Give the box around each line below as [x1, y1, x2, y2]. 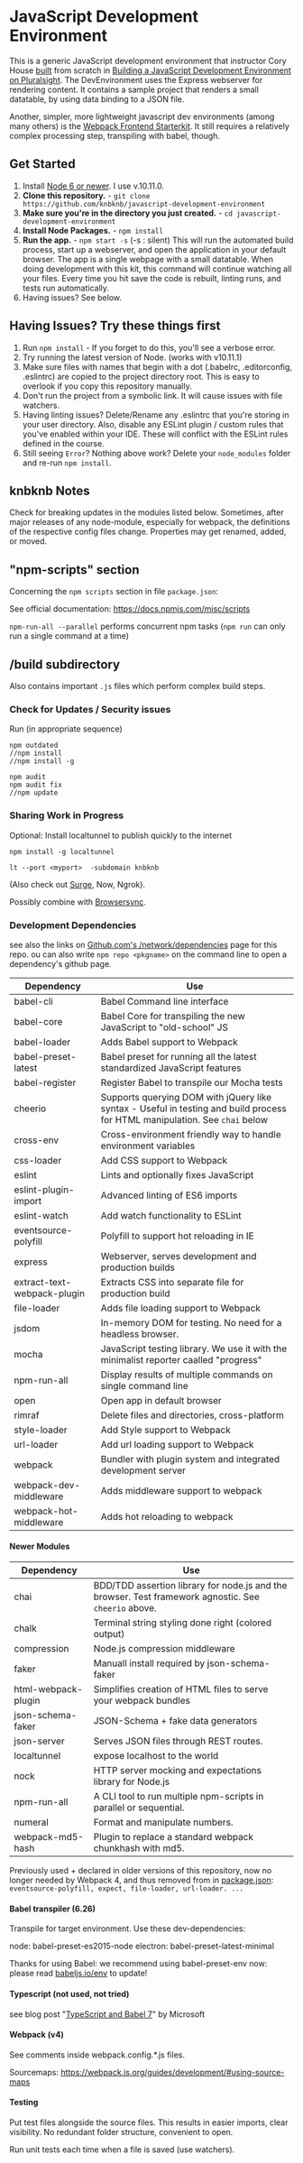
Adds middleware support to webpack [100, 1484, 262, 1496]
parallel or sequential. [93, 1801, 185, 1814]
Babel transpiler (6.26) [9, 1903, 96, 1914]
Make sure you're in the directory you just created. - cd [22, 207, 233, 218]
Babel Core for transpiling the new [100, 1009, 245, 1022]
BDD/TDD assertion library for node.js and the [93, 1579, 288, 1592]
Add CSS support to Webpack [100, 1154, 228, 1166]
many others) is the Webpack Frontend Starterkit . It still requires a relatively [9, 120, 290, 132]
